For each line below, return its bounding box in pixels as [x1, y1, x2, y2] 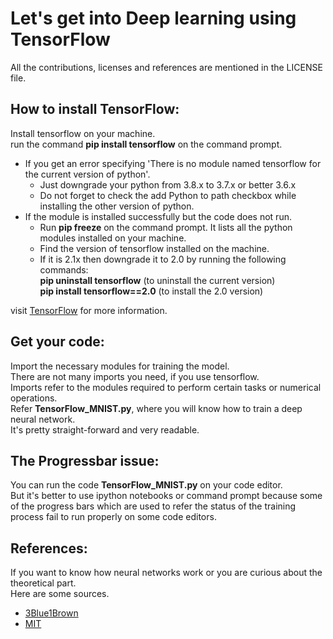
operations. [10, 392, 58, 404]
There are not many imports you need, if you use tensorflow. [10, 370, 260, 382]
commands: [39, 263, 89, 276]
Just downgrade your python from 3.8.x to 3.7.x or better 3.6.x [39, 178, 297, 191]
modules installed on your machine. [39, 232, 187, 244]
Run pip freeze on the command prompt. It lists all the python [39, 221, 293, 233]
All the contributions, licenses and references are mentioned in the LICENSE [10, 61, 323, 73]
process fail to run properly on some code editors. [10, 511, 217, 523]
